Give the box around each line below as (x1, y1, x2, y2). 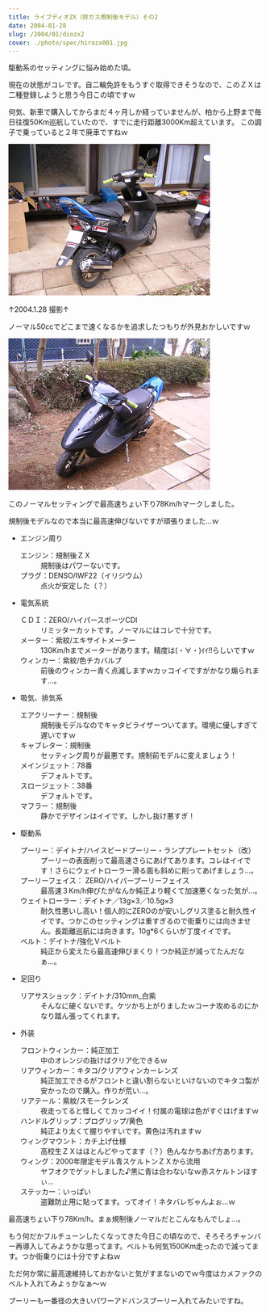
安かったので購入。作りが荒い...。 (39, 1086, 153, 1096)
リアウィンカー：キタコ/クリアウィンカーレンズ (19, 1066, 179, 1075)
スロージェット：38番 (19, 781, 93, 791)
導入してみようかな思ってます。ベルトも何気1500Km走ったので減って (22, 1241, 252, 1252)
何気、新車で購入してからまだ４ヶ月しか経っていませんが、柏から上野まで (8, 107, 255, 117)
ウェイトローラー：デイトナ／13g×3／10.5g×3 (19, 896, 174, 906)
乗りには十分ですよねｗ (43, 1252, 121, 1261)
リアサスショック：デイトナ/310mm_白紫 (19, 991, 156, 1001)
